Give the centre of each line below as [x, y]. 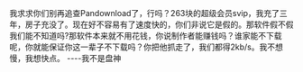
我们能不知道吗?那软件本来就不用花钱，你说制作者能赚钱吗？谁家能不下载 [146, 36]
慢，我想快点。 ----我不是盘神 [65, 58]
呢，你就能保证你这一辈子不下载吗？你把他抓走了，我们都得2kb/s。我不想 [147, 47]
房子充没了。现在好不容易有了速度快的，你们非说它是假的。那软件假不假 [159, 24]
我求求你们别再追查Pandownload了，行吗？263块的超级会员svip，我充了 [144, 13]
